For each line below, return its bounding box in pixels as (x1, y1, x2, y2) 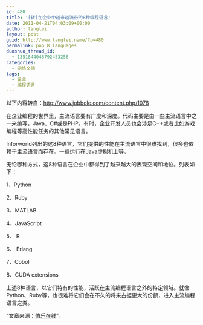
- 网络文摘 (11, 65, 36, 71)
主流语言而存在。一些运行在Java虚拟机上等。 (16, 148, 130, 155)
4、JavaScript (6, 220, 42, 227)
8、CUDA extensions (6, 271, 59, 278)
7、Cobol (6, 258, 30, 265)
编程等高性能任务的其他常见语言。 (6, 128, 91, 134)
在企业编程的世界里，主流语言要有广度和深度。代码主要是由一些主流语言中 (6, 113, 192, 119)
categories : (6, 59, 36, 65)
